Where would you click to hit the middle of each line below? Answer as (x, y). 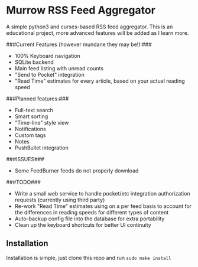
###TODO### (24, 182)
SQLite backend (34, 62)
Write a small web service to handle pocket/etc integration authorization (102, 193)
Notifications (30, 129)
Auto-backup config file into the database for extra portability (90, 219)
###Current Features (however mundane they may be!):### (79, 44)
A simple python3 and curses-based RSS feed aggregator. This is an (90, 27)
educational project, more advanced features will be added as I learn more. (98, 32)
